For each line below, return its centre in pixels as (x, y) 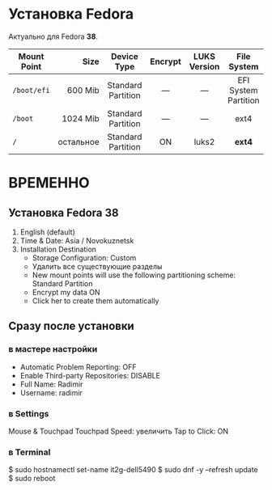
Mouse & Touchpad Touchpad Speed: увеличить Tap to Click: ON (119, 431)
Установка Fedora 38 (64, 212)
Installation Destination (58, 249)
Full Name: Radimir (51, 384)
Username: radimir (51, 392)
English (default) (47, 232)
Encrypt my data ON (66, 292)
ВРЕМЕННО (49, 183)
